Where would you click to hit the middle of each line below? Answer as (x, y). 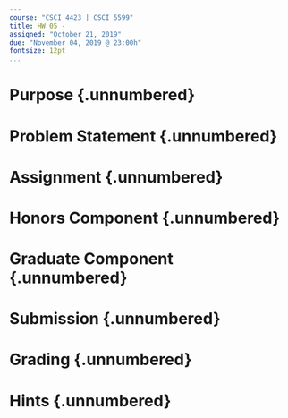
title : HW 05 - (38, 26)
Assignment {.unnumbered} (116, 177)
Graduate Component (91, 259)
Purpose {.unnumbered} (102, 95)
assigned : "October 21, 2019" (66, 34)
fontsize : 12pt (38, 51)
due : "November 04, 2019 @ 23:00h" (76, 43)
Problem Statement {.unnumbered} (144, 136)
